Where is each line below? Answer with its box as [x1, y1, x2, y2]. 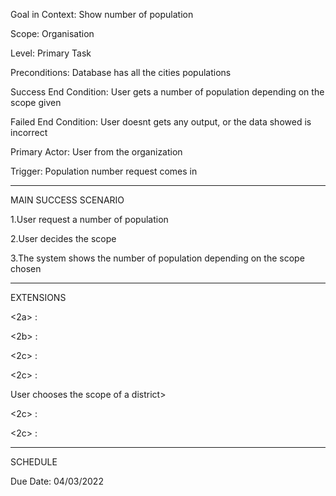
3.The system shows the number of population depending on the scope [10, 252, 305, 264]
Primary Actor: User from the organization [10, 146, 183, 158]
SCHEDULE [10, 456, 58, 468]
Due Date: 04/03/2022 [10, 475, 104, 487]
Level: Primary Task [10, 47, 92, 59]
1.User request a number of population [10, 214, 169, 225]
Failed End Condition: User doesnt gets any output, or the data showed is [10, 116, 312, 128]
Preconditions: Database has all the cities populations [10, 67, 232, 78]
